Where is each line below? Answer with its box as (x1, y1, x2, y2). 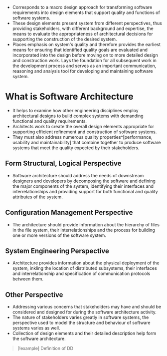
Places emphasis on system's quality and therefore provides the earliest (12, 42, 161, 47)
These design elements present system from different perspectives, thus (12, 20, 162, 26)
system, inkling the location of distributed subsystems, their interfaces (12, 265, 157, 271)
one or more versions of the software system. (12, 232, 106, 238)
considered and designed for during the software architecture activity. (12, 309, 157, 315)
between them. (12, 276, 44, 282)
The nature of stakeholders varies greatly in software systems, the (12, 314, 149, 320)
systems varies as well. (12, 325, 60, 331)
